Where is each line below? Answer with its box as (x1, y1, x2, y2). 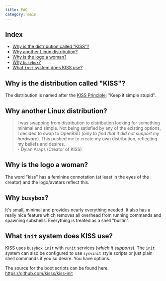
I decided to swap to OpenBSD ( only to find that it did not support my (17, 130, 160, 136)
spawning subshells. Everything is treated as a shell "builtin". (5, 217, 130, 223)
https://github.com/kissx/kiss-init (5, 271, 73, 277)
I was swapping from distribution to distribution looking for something (17, 120, 160, 126)
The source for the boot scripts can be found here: (5, 265, 109, 271)
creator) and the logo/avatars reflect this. (5, 179, 89, 185)
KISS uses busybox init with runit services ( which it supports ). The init (5, 245, 155, 251)
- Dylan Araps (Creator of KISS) (17, 146, 82, 152)
